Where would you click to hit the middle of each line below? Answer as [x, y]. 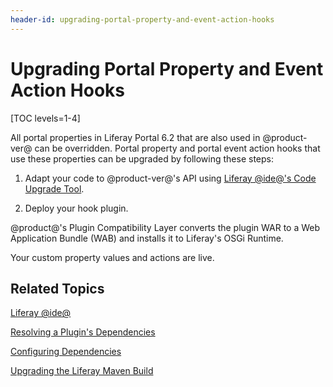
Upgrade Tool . [54, 188]
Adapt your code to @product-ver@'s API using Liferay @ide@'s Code [170, 178]
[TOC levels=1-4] [45, 118]
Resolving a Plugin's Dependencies [83, 332]
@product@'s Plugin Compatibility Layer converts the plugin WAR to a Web [165, 227]
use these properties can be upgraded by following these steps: [142, 158]
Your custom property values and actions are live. [112, 257]
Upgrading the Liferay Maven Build [82, 371]
